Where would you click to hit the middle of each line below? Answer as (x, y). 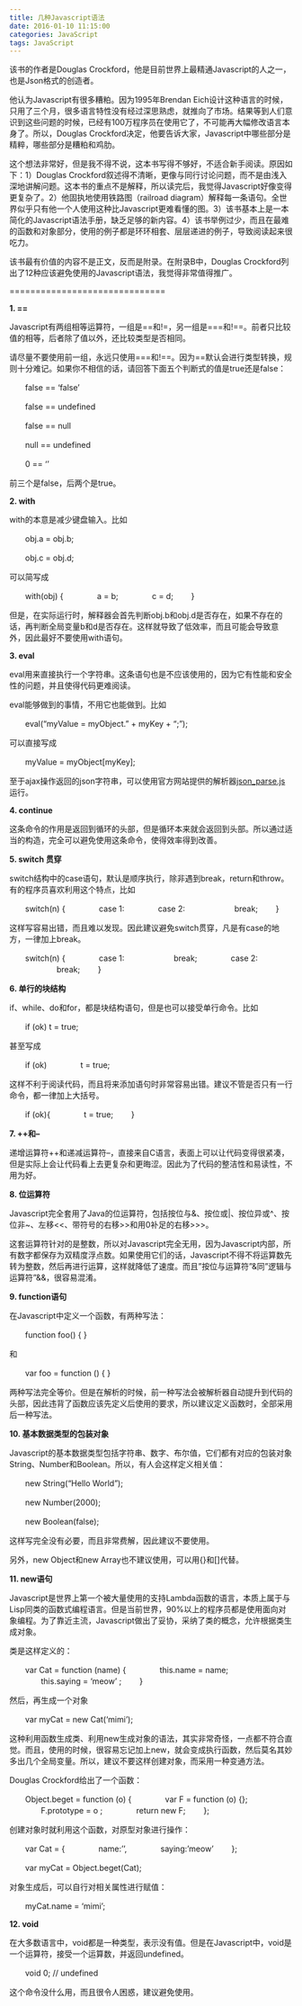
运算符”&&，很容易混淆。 (55, 1277)
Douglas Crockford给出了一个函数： (76, 1780)
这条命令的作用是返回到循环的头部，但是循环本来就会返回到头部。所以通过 (147, 829)
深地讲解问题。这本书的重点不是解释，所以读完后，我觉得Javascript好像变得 (151, 186)
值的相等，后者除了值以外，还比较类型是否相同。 (100, 338)
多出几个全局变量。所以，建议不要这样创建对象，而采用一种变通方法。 (139, 1761)
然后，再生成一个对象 (49, 1700)
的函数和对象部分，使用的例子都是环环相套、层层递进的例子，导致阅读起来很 (151, 231)
